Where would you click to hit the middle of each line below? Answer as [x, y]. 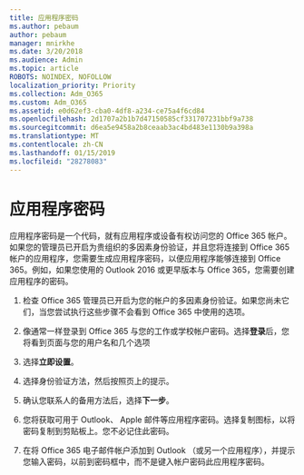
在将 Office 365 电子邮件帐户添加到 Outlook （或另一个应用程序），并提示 [159, 450]
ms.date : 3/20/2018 [46, 52]
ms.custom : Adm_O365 [49, 102]
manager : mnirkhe [42, 43]
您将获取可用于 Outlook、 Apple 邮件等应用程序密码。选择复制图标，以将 [159, 420]
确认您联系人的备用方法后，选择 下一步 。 [98, 401]
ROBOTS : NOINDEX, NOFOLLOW [60, 77]
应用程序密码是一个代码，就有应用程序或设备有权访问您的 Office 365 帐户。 [151, 236]
